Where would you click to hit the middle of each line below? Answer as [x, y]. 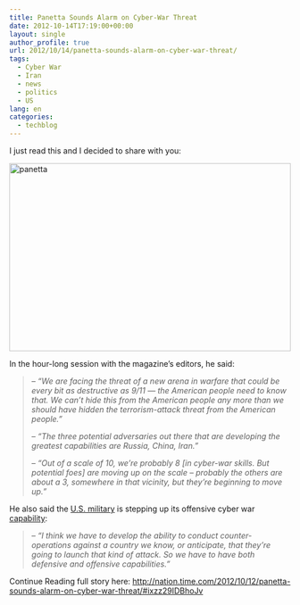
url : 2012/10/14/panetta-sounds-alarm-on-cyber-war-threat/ [124, 51]
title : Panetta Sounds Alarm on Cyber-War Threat [104, 17]
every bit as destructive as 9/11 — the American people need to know [159, 390]
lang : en [25, 109]
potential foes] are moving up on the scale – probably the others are [157, 472]
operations [51, 545]
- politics [37, 92]
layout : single [37, 34]
